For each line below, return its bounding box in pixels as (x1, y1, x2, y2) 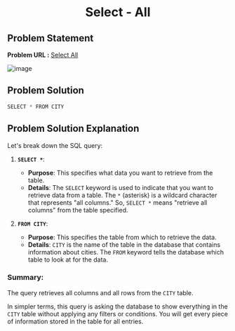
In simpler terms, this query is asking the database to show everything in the (7, 302, 228, 311)
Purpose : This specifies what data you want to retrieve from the (27, 168, 213, 177)
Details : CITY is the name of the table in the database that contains (27, 240, 221, 249)
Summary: (7, 273, 44, 283)
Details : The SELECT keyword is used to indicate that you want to (27, 183, 214, 191)
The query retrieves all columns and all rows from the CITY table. (7, 288, 194, 297)
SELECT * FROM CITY (7, 103, 65, 110)
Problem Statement (7, 32, 94, 44)
